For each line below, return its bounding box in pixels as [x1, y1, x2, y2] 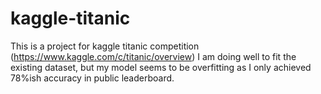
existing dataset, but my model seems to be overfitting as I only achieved [10, 61, 312, 73]
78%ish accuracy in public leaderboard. [10, 72, 175, 84]
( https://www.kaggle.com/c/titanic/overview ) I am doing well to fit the [10, 50, 297, 62]
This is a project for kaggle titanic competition [10, 40, 200, 52]
